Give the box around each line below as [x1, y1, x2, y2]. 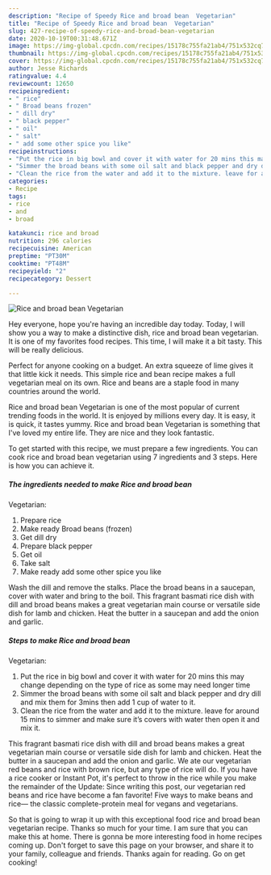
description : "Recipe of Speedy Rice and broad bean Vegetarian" [8, 11, 236, 20]
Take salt [19, 559, 51, 569]
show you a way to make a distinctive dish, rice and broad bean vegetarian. [8, 328, 260, 338]
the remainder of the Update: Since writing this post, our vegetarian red [8, 782, 246, 792]
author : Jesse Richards [8, 65, 89, 73]
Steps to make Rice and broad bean [8, 636, 131, 645]
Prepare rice [19, 515, 62, 526]
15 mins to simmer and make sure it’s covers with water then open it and [19, 715, 260, 725]
